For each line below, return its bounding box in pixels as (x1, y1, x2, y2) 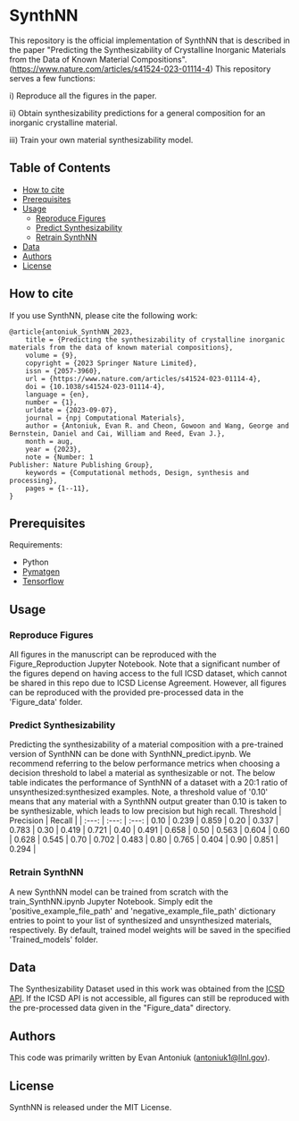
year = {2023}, (25, 445, 82, 454)
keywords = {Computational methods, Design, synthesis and (25, 468, 250, 477)
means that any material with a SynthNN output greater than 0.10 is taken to (9, 796, 287, 807)
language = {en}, (25, 390, 90, 399)
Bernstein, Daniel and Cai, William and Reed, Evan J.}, (9, 429, 226, 438)
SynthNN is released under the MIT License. (9, 1102, 172, 1113)
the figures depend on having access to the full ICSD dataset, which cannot (9, 668, 287, 679)
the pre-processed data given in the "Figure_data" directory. (9, 1003, 231, 1014)
